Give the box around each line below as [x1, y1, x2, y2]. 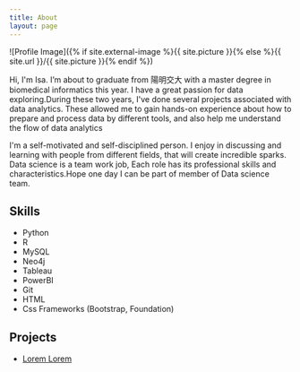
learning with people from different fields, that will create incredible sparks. [9, 149, 287, 160]
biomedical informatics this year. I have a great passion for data [9, 84, 244, 95]
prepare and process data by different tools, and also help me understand [9, 113, 282, 124]
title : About [9, 13, 58, 22]
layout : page [9, 22, 58, 30]
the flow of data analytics [9, 122, 103, 133]
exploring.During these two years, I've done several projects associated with [9, 93, 292, 104]
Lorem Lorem [21, 353, 73, 364]
